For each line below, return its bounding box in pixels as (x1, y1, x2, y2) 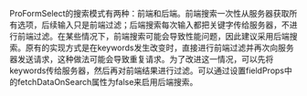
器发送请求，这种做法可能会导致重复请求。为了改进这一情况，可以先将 (9, 54, 274, 64)
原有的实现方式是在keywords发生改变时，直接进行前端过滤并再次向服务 (25, 42, 294, 53)
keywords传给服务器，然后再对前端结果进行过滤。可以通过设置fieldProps (9, 65, 285, 76)
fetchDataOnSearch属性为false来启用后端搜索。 (16, 77, 198, 87)
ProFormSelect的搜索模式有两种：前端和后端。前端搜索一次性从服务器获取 (9, 8, 290, 18)
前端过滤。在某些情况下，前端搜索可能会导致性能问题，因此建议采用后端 (16, 31, 290, 41)
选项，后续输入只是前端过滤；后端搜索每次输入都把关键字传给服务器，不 (16, 19, 290, 30)
